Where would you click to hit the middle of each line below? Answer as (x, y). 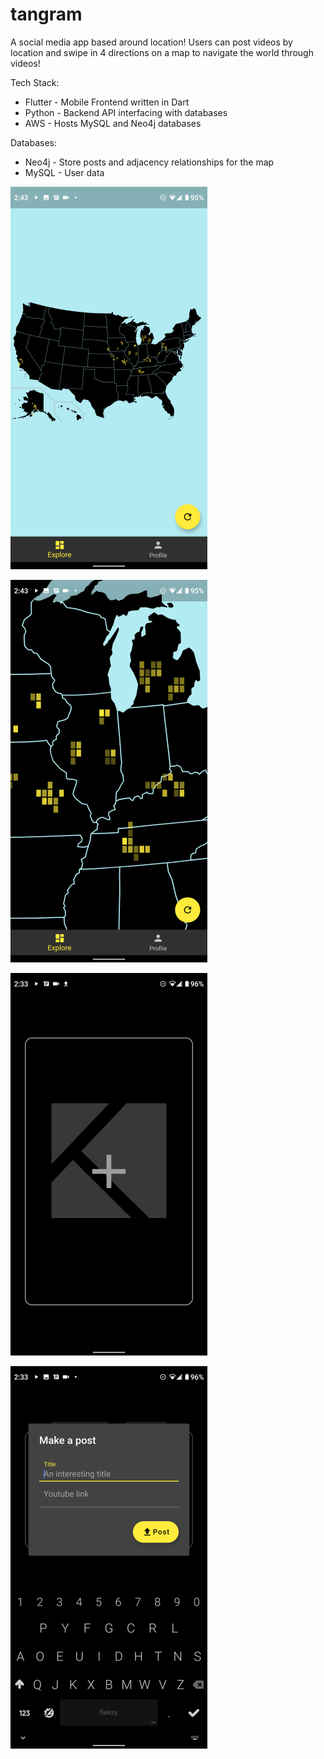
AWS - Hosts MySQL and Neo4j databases (113, 123)
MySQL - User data (64, 172)
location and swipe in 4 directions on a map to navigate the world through (162, 52)
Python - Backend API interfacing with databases (126, 112)
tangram (46, 14)
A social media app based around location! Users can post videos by (151, 42)
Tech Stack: (35, 82)
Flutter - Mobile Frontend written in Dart (107, 102)
